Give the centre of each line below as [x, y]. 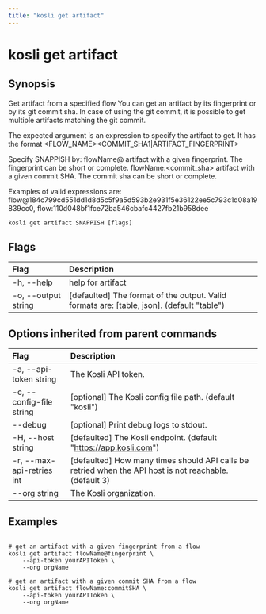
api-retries [32, 470]
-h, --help [32, 282]
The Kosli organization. [113, 493]
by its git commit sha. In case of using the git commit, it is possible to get [127, 111]
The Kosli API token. [107, 374]
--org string [36, 493]
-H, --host [33, 438]
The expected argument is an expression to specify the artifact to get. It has [132, 135]
